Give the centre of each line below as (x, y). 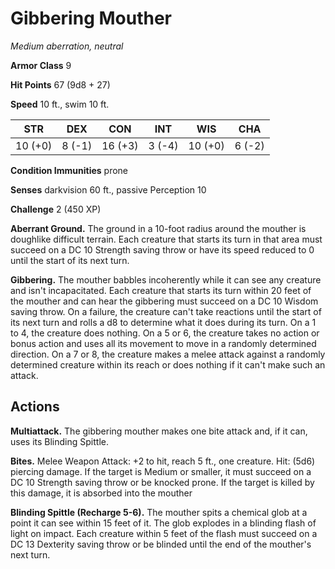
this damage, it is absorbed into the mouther (101, 493)
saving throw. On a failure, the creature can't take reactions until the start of (166, 311)
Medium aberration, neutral (67, 46)
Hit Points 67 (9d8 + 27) (60, 84)
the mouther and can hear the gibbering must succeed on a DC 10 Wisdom (164, 301)
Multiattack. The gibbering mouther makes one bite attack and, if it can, (159, 431)
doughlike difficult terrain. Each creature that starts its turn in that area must (166, 239)
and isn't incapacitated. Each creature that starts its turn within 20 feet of (161, 290)
